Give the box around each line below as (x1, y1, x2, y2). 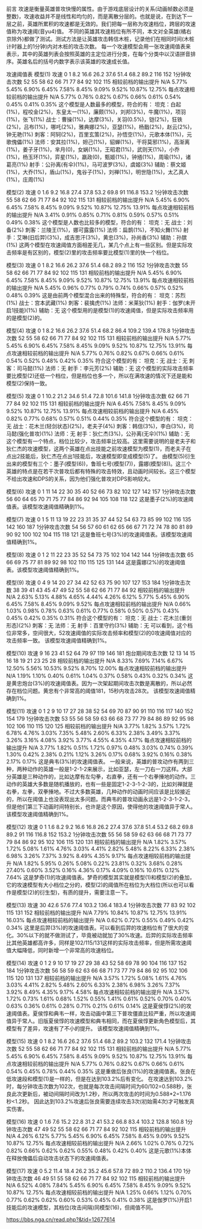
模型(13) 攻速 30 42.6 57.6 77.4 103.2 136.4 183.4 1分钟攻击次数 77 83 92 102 (6, 902, 196, 908)
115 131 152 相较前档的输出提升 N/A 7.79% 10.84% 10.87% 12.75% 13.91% (6, 909, 188, 916)
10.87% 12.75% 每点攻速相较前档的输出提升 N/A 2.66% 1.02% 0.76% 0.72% (6, 1139, 194, 1147)
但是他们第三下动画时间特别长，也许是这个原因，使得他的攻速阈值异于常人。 (6, 803, 196, 810)
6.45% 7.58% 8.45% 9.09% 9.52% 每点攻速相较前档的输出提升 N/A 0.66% (6, 600, 191, 608)
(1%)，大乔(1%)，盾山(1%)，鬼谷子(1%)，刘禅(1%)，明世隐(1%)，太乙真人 (6, 168, 189, 176)
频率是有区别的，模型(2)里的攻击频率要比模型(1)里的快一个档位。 (11, 249, 173, 256)
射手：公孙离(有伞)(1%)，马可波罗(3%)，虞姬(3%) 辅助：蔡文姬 (29, 161, 186, 168)
